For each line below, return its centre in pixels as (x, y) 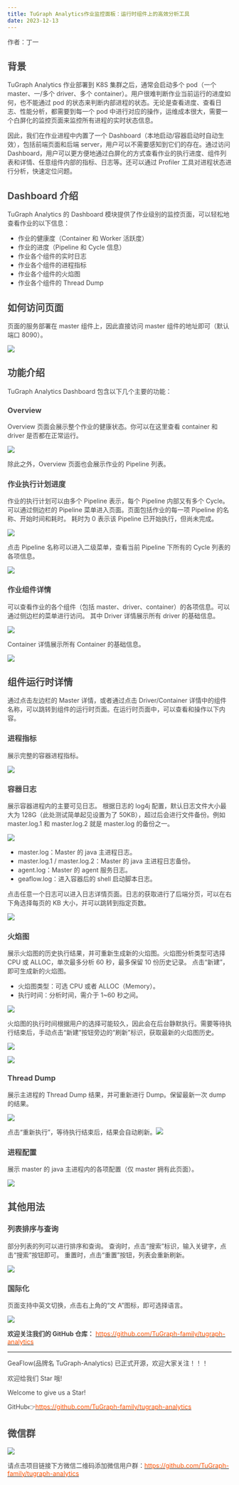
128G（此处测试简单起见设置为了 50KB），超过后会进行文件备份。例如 (123, 815)
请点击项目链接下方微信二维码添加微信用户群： (76, 1465)
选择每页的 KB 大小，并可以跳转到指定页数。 (85, 903)
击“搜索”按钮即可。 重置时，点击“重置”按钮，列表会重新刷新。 (98, 1255)
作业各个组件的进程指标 (52, 265)
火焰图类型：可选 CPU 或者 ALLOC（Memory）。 (89, 986)
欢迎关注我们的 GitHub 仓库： (51, 1333)
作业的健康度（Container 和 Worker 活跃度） (83, 239)
